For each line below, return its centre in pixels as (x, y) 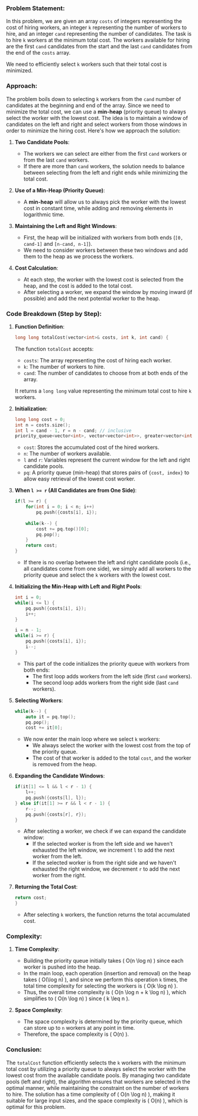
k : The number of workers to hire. (64, 366)
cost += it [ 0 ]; (44, 728)
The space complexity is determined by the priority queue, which (103, 1022)
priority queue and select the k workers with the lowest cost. (97, 575)
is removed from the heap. (64, 764)
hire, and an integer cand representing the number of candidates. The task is (99, 34)
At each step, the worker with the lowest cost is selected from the (103, 279)
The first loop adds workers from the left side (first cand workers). (112, 676)
